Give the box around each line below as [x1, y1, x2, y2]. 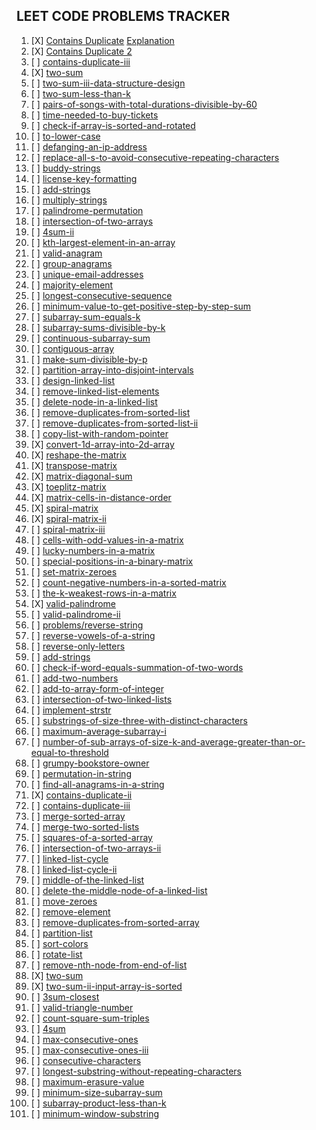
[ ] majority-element [30, 279, 114, 291]
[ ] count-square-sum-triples [30, 1012, 150, 1024]
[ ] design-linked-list [30, 374, 116, 386]
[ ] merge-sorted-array [30, 810, 126, 822]
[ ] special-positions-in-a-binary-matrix [30, 555, 194, 567]
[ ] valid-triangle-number [30, 1001, 134, 1013]
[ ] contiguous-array [30, 342, 115, 354]
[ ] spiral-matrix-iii [30, 523, 106, 535]
